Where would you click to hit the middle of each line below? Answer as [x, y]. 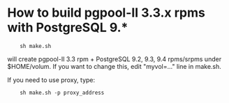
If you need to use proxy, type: [51, 80]
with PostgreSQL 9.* [68, 27]
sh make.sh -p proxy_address [62, 93]
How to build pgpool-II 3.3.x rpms [106, 13]
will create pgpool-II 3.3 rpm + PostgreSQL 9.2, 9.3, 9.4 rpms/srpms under [114, 59]
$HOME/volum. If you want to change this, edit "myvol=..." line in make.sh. [114, 66]
